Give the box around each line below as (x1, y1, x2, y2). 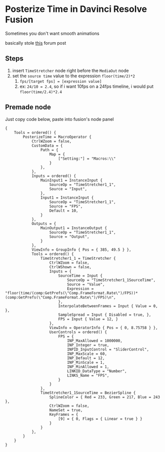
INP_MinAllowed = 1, (67, 364, 110, 369)
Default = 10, (49, 208, 79, 213)
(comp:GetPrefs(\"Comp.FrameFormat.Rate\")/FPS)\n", (5, 295, 116, 300)
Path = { (40, 147, 58, 152)
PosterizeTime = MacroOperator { (23, 134, 92, 139)
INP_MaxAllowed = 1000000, (67, 338, 123, 343)
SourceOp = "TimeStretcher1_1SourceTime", (67, 278, 156, 282)
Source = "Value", (67, 282, 105, 287)
